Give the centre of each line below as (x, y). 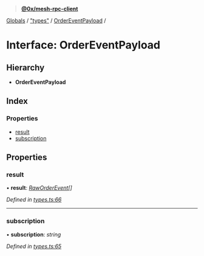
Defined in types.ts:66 (34, 199)
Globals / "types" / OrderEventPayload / (56, 20)
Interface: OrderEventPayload (83, 45)
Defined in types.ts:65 (34, 246)
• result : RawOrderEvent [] (39, 188)
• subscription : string (34, 234)
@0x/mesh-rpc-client (49, 9)
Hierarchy (25, 67)
